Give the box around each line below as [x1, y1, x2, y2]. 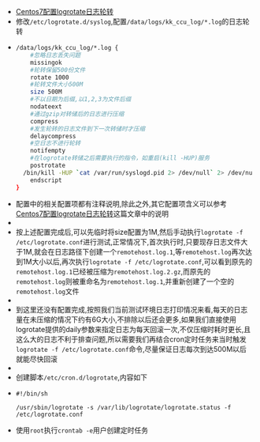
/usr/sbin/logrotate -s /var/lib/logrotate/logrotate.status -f [15, 403, 232, 411]
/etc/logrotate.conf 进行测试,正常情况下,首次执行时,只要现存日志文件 [15, 236, 241, 247]
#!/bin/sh [15, 390, 49, 398]
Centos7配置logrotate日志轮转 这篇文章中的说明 [15, 209, 169, 218]
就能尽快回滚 [15, 354, 58, 364]
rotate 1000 [30, 74, 69, 81]
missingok [30, 59, 62, 66]
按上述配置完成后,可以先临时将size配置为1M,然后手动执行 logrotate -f [15, 227, 243, 236]
